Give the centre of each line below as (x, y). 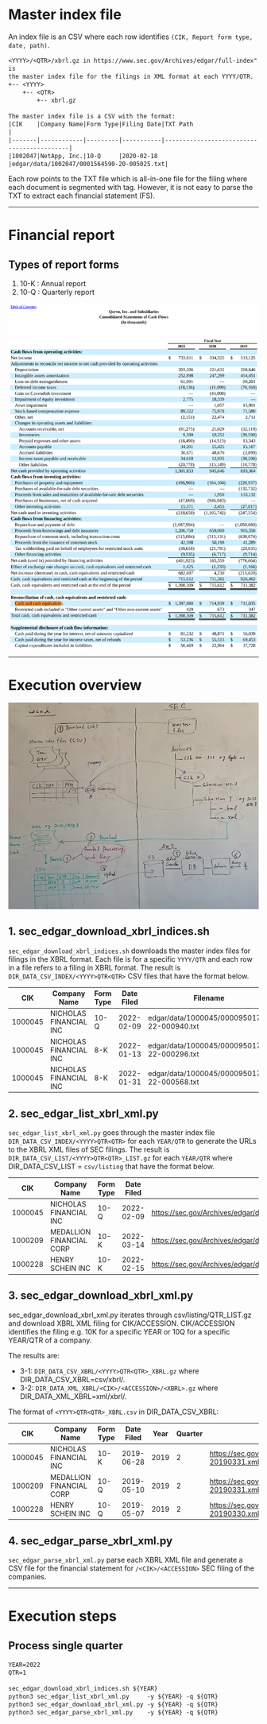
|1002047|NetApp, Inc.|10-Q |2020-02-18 (83, 156)
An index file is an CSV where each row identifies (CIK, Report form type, (131, 37)
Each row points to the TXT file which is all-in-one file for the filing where (128, 178)
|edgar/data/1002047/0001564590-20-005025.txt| (89, 164)
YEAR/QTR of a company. (50, 1340)
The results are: (34, 1355)
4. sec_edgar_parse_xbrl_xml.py (91, 1541)
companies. (27, 1577)
